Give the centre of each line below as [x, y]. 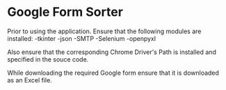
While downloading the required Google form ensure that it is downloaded [113, 73]
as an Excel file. [30, 80]
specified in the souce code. [48, 59]
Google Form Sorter [65, 12]
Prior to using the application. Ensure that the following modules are [104, 31]
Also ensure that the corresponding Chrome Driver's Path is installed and [112, 52]
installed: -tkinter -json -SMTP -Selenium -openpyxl [82, 38]
